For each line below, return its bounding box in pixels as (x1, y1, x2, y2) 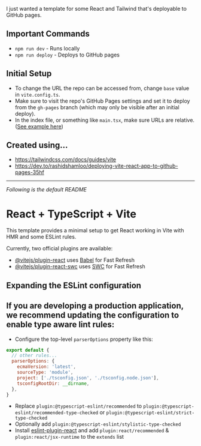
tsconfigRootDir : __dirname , (17, 381, 90, 387)
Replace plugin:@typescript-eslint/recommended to (14, 402, 142, 410)
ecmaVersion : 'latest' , (17, 364, 77, 370)
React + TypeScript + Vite (6, 207, 136, 221)
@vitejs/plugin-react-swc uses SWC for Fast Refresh (14, 263, 145, 270)
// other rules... (11, 352, 58, 359)
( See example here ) (14, 122, 64, 130)
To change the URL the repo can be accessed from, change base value (14, 84, 190, 92)
